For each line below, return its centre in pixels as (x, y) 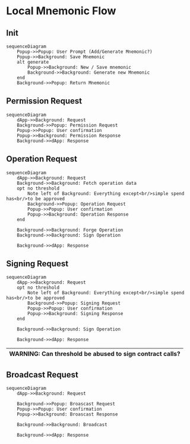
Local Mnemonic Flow (61, 11)
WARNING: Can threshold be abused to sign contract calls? (95, 354)
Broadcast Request (42, 375)
